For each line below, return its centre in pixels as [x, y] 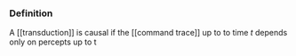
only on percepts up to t [53, 42]
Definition [31, 13]
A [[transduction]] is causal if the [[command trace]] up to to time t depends [148, 33]
